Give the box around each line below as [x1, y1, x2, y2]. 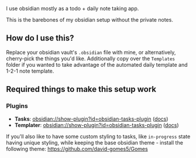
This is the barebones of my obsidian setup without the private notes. [6, 16, 174, 23]
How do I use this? [6, 33, 74, 43]
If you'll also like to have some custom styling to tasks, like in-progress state [6, 133, 191, 140]
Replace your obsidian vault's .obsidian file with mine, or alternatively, [6, 49, 176, 56]
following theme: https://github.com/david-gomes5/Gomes [6, 145, 148, 152]
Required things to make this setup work [6, 84, 157, 94]
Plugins [6, 102, 28, 110]
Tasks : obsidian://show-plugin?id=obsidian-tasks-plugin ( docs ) [14, 115, 169, 122]
